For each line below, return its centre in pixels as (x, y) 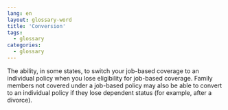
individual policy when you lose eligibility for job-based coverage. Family (110, 78)
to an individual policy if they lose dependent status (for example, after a (110, 92)
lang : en (20, 13)
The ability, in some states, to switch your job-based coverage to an (103, 71)
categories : (24, 45)
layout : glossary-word (39, 20)
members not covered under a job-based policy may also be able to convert (115, 85)
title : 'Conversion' (37, 26)
